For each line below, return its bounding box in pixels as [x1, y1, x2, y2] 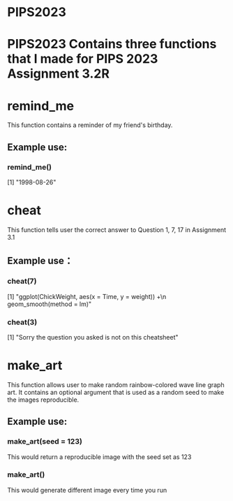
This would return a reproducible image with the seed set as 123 [7, 452, 192, 461]
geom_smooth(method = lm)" [7, 300, 92, 308]
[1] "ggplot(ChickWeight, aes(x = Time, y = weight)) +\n [7, 292, 167, 300]
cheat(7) [7, 277, 37, 286]
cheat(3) [7, 317, 38, 327]
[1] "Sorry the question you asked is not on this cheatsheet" [7, 333, 179, 341]
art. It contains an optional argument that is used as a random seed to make [7, 388, 225, 396]
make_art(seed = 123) [7, 437, 82, 446]
